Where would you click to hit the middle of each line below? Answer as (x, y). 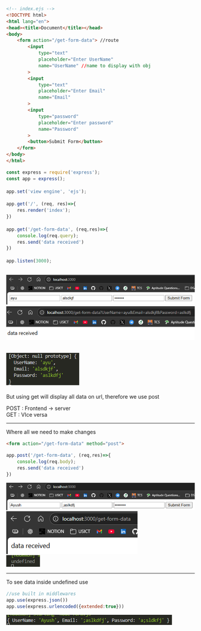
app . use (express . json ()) (37, 600)
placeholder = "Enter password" (76, 122)
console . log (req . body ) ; (47, 462)
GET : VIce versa (27, 415)
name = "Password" (58, 129)
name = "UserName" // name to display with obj (95, 65)
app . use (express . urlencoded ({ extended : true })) (65, 607)
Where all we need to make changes (51, 432)
